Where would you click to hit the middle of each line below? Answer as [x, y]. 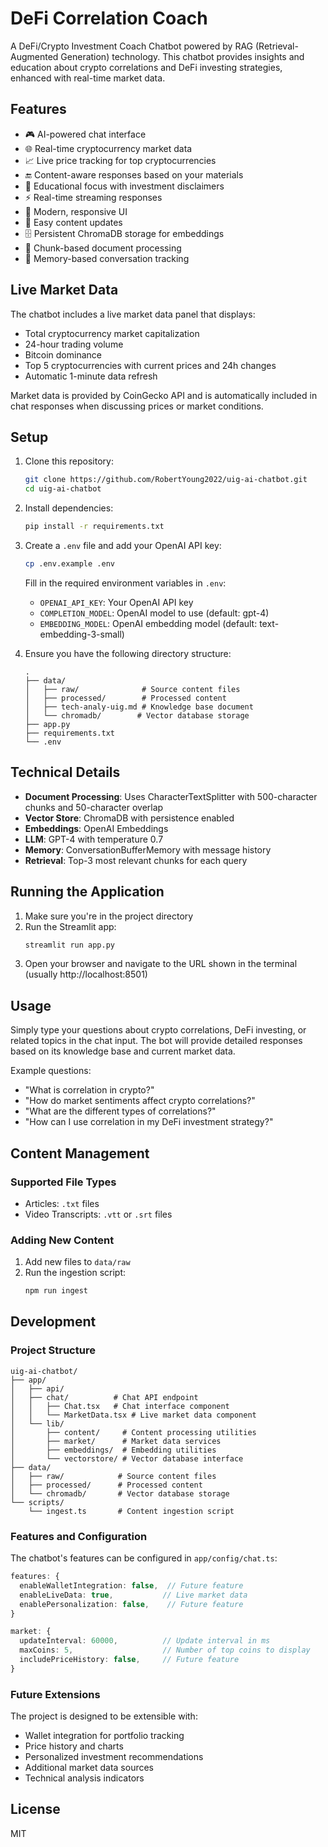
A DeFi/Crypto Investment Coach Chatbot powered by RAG [132, 46]
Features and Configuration [79, 1536]
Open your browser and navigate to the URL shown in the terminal [161, 964]
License [35, 1809]
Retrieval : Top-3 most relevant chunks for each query [136, 860]
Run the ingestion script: [75, 1273]
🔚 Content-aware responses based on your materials [134, 174]
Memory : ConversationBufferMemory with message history [148, 849]
